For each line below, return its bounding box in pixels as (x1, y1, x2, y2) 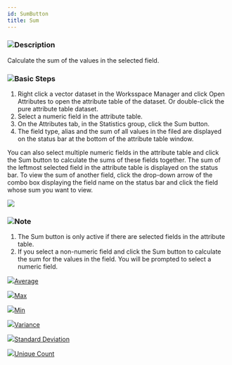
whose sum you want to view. (7, 186, 94, 194)
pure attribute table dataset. (17, 105, 98, 113)
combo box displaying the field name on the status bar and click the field (7, 178, 219, 187)
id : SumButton (7, 10, 49, 18)
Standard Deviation (14, 335, 70, 344)
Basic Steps (14, 73, 56, 83)
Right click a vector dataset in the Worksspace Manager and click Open (17, 89, 225, 99)
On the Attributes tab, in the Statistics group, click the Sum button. (17, 120, 210, 128)
